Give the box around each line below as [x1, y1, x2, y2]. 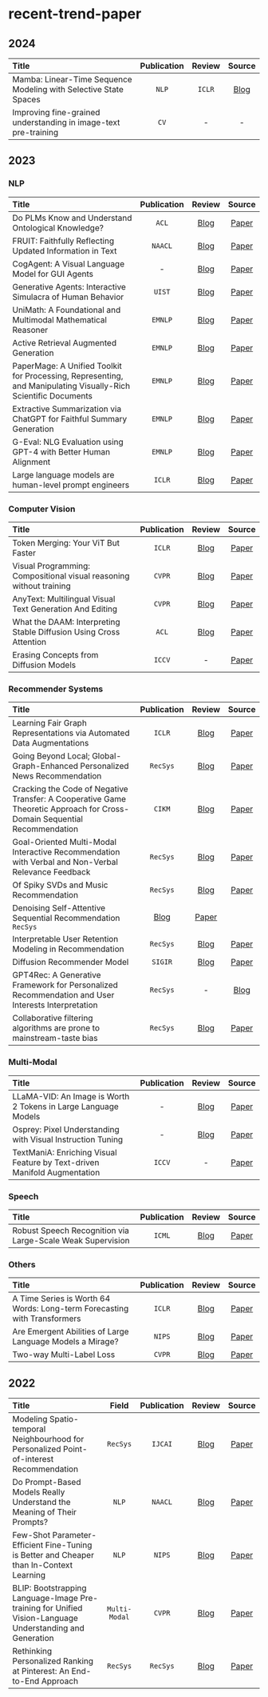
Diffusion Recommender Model [12, 957, 129, 968]
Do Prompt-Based [12, 1476, 81, 1487]
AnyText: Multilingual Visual [12, 593, 116, 604]
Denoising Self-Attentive [12, 903, 106, 914]
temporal [12, 1423, 46, 1435]
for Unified [42, 1602, 83, 1613]
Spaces [12, 94, 41, 105]
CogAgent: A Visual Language [12, 258, 125, 269]
